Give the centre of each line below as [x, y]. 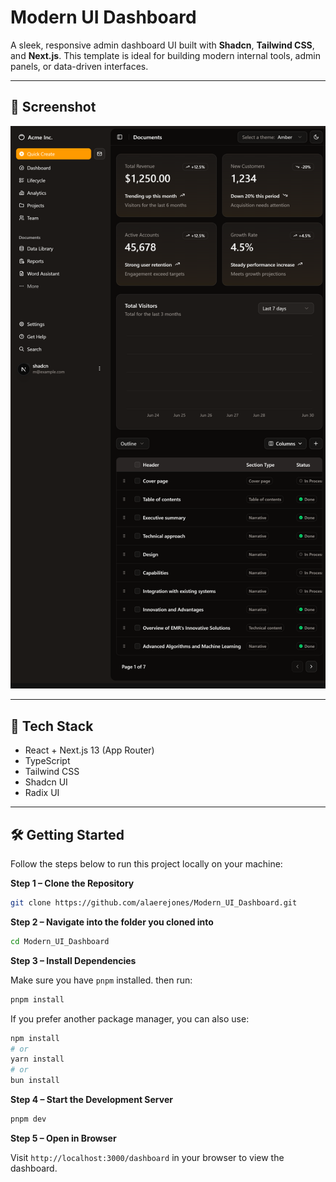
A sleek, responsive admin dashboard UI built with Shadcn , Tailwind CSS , [162, 45]
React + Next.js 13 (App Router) [89, 750]
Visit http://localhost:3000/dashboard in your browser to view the [147, 1157]
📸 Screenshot [53, 107]
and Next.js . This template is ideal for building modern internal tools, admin [165, 55]
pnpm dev [28, 1119]
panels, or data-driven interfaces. [79, 66]
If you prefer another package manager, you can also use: [130, 1018]
